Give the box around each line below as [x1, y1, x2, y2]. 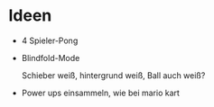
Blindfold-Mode [21, 52, 80, 63]
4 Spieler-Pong [21, 35, 79, 46]
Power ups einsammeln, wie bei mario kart [21, 87, 180, 98]
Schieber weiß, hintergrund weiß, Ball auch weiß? [21, 69, 206, 81]
